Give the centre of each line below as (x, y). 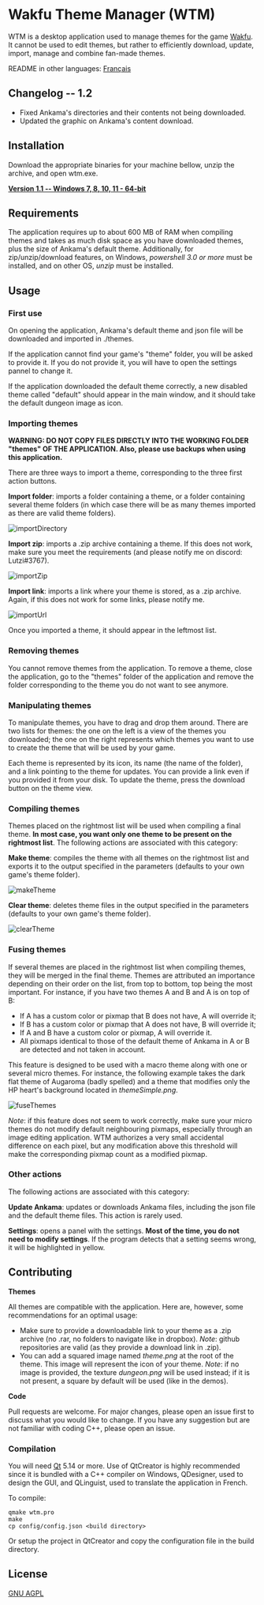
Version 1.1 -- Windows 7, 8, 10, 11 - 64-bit (77, 188)
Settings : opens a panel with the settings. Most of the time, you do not (124, 1230)
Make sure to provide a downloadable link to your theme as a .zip (125, 1330)
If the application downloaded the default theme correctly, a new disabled (128, 386)
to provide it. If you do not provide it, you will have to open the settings (123, 363)
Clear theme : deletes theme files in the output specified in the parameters (129, 906)
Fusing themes (37, 950)
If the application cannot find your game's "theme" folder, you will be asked (131, 354)
